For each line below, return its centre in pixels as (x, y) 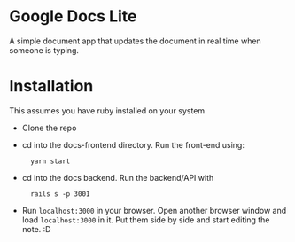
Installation (51, 86)
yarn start (50, 161)
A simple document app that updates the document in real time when (135, 41)
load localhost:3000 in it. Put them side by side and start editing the (146, 220)
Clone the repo (49, 128)
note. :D (36, 229)
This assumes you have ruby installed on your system (107, 110)
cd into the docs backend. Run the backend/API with (118, 177)
